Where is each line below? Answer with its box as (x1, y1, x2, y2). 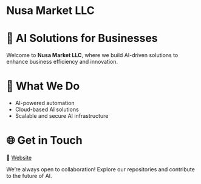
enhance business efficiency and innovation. (6, 58, 118, 66)
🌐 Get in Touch (6, 134, 83, 148)
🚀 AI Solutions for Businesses (6, 32, 158, 46)
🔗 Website (6, 154, 32, 161)
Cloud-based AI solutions (15, 106, 79, 113)
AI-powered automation (15, 100, 75, 107)
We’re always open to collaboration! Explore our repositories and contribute (6, 166, 196, 173)
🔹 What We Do (6, 80, 80, 93)
